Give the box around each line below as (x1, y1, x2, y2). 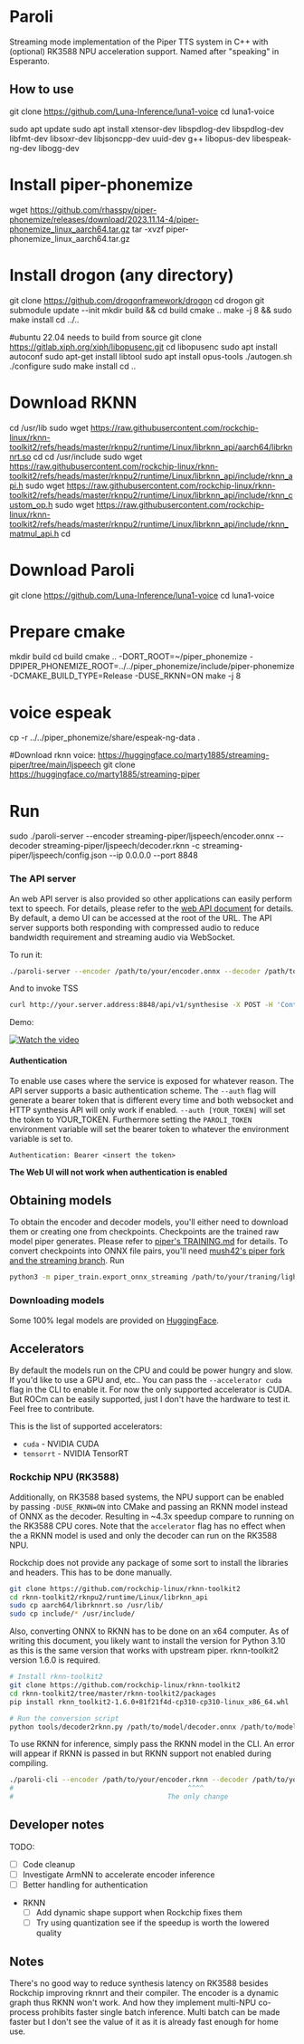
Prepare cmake (9, 621, 126, 642)
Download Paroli (9, 560, 135, 581)
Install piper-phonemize (9, 174, 194, 195)
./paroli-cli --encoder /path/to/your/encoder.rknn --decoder (9, 1775, 249, 1785)
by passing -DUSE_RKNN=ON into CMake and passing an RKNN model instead (9, 1501, 288, 1511)
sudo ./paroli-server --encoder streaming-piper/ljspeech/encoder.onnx (9, 830, 275, 841)
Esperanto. (9, 55, 50, 66)
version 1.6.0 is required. (9, 1655, 101, 1665)
